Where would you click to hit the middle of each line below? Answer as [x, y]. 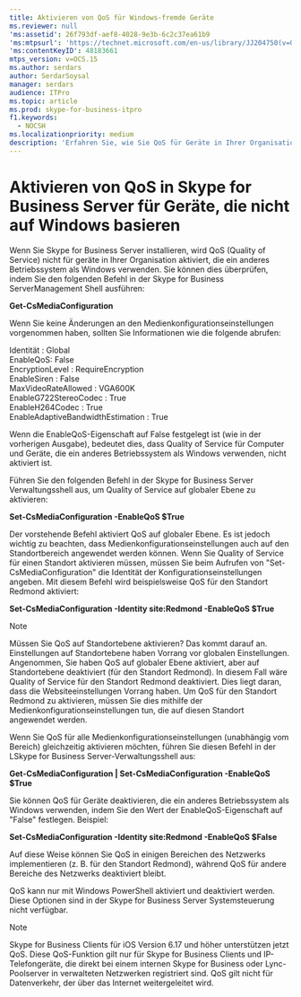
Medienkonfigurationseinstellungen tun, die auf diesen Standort [127, 710]
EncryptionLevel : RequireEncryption [77, 369]
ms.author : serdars [46, 68]
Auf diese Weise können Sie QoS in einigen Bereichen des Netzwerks [138, 854]
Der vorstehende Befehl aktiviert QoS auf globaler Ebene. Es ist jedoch [140, 534]
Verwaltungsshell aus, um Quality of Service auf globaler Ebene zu [133, 489]
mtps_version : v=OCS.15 [54, 59]
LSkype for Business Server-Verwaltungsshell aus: [103, 756]
